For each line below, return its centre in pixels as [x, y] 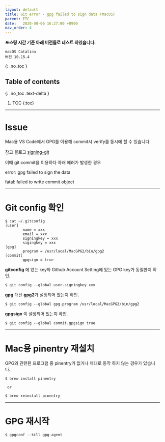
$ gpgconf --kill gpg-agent [34, 435]
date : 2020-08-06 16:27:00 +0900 [41, 23]
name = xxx [34, 230]
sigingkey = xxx [39, 243]
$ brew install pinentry [30, 379]
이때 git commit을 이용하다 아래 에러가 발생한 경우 [53, 162]
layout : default [22, 10]
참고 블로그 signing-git [27, 152]
